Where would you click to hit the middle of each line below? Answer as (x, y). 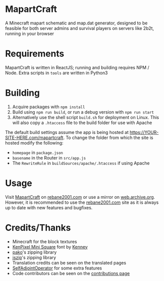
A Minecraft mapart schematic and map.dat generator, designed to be (76, 23)
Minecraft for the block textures (45, 241)
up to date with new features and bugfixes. (49, 207)
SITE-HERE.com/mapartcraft (34, 138)
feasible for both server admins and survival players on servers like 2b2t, (80, 28)
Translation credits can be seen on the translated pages (69, 263)
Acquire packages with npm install (49, 107)
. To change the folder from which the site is (108, 138)
